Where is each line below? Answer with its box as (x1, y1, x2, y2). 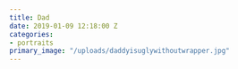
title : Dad (9, 13, 50, 22)
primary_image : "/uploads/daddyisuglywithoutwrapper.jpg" (9, 47, 230, 56)
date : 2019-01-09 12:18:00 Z (9, 22, 118, 30)
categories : (9, 30, 54, 39)
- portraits (9, 38, 54, 47)
